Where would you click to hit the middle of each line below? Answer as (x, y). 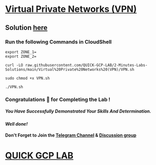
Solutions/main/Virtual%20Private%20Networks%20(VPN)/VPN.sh (70, 69)
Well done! (17, 124)
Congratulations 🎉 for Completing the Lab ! (58, 99)
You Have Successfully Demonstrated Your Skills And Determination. (78, 111)
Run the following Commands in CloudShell (58, 42)
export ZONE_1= (21, 52)
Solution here (26, 28)
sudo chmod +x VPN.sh (28, 78)
